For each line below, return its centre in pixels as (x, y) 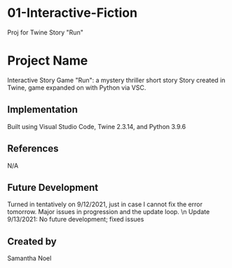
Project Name (48, 61)
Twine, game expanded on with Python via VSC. (77, 87)
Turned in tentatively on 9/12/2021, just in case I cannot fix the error (105, 204)
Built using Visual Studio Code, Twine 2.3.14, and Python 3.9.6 (97, 126)
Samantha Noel (29, 258)
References (33, 149)
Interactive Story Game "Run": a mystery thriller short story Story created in (116, 80)
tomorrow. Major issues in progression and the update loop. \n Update (109, 212)
